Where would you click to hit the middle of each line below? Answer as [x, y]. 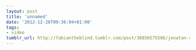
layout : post [22, 11]
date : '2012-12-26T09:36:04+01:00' [49, 22]
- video [15, 33]
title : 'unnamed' [27, 17]
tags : [13, 27]
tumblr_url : [20, 38]
